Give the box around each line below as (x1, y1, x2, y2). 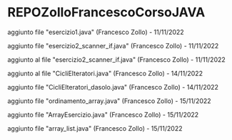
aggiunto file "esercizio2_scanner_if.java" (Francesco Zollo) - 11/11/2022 (7, 41, 219, 50)
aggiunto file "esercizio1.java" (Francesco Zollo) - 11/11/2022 (7, 28, 184, 36)
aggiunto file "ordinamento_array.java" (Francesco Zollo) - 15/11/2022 (7, 97, 212, 105)
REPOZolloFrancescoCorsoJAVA (7, 4, 206, 21)
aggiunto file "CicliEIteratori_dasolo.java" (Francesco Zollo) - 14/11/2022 (7, 82, 219, 91)
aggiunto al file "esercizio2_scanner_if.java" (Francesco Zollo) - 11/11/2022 (7, 55, 226, 64)
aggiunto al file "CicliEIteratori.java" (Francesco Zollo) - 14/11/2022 (7, 69, 203, 77)
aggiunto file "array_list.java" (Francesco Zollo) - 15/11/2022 (7, 124, 183, 132)
